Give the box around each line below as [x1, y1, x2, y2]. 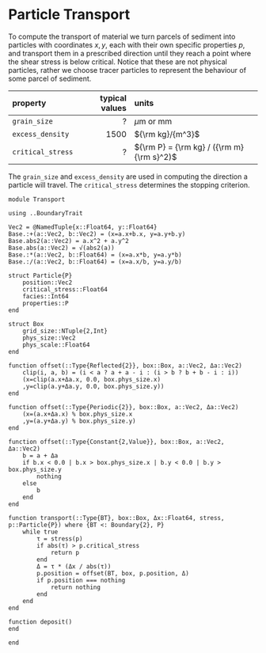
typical [100, 93, 127, 104]
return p [50, 549, 80, 556]
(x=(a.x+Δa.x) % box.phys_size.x [22, 410, 133, 418]
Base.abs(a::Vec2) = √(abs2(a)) [8, 244, 115, 252]
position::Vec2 [22, 279, 73, 287]
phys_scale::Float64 [22, 340, 90, 349]
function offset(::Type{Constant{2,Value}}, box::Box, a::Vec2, [8, 438, 225, 446]
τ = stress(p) [36, 534, 83, 543]
